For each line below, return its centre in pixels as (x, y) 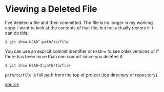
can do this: (17, 33)
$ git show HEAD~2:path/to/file (38, 65)
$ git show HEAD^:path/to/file (37, 42)
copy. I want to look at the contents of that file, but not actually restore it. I (79, 27)
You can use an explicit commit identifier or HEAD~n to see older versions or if (82, 51)
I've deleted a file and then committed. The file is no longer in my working (79, 23)
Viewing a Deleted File (51, 9)
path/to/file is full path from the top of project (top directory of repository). (82, 75)
